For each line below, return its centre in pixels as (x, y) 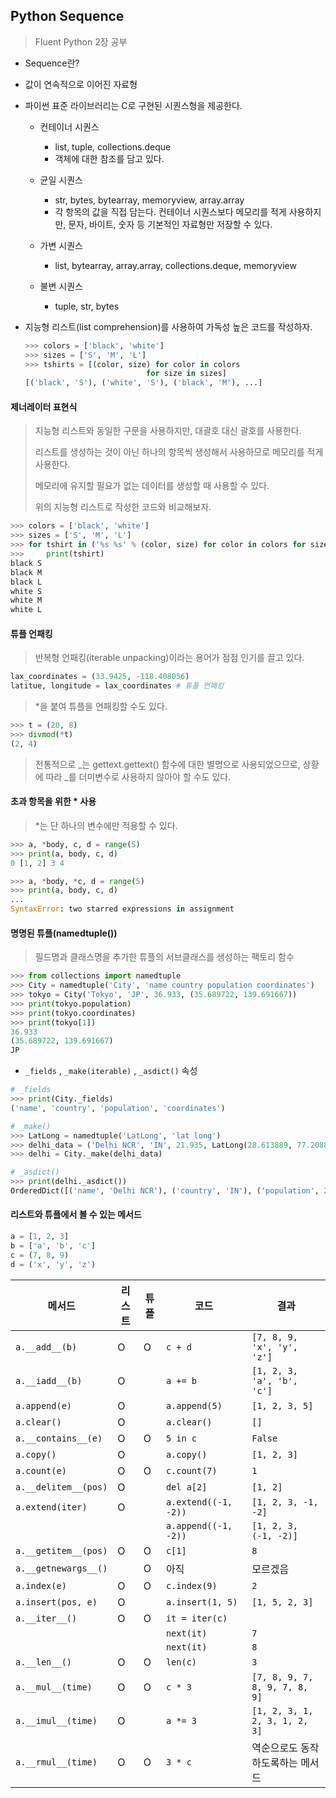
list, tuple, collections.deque (113, 146)
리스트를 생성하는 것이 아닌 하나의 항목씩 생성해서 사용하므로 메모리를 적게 (179, 452)
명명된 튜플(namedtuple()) (64, 933)
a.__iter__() (46, 1618)
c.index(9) (191, 1585)
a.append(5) (194, 1405)
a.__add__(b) (46, 1347)
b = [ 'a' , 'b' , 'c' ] (53, 1245)
